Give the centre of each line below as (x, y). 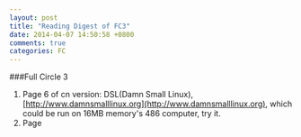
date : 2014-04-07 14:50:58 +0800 (72, 34)
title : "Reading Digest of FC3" (70, 26)
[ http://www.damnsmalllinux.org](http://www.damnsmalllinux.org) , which (157, 104)
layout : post (34, 18)
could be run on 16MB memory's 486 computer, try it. (122, 114)
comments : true (38, 43)
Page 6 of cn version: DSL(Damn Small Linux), (108, 95)
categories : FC (38, 51)
